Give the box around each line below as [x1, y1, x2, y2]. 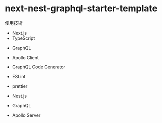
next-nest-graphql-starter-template [5, 3, 158, 14]
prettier [12, 83, 28, 89]
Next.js [12, 30, 27, 36]
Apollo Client [12, 54, 39, 60]
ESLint [12, 73, 26, 79]
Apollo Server [12, 112, 41, 118]
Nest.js [12, 93, 27, 99]
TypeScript [12, 35, 35, 41]
